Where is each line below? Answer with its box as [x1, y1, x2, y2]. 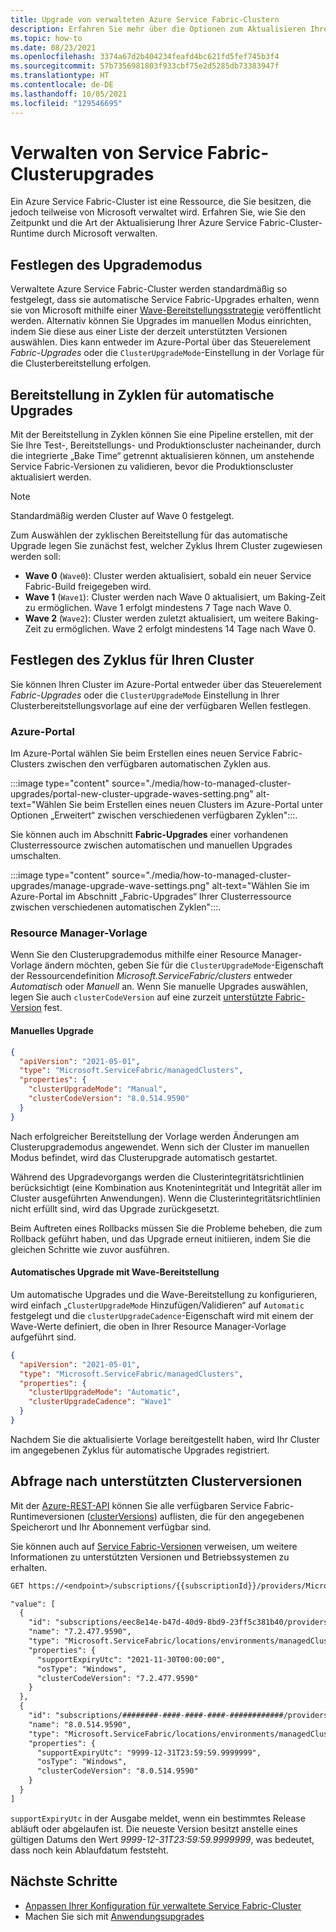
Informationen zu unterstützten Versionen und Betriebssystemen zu [10, 1551, 290, 1563]
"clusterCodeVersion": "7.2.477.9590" [36, 1673, 199, 1683]
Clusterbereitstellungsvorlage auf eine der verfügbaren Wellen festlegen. [10, 699, 312, 711]
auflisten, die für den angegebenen [159, 1510, 305, 1522]
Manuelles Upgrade [10, 1025, 94, 1037]
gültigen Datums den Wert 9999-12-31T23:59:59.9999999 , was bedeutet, [10, 1833, 315, 1845]
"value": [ [10, 1599, 56, 1609]
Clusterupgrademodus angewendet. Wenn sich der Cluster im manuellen [10, 1141, 310, 1153]
